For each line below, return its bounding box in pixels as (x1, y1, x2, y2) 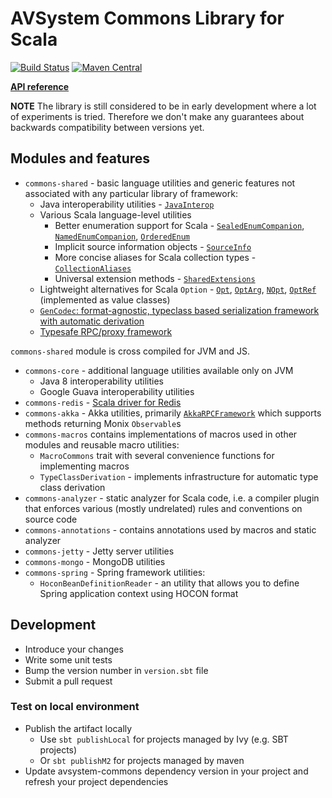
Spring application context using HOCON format (39, 587, 239, 599)
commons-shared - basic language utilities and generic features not (24, 177, 296, 189)
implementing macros (39, 460, 130, 472)
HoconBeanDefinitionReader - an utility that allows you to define (39, 577, 300, 589)
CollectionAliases (54, 263, 132, 274)
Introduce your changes (24, 643, 124, 655)
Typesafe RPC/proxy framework (39, 325, 173, 337)
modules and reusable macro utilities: (24, 438, 180, 451)
